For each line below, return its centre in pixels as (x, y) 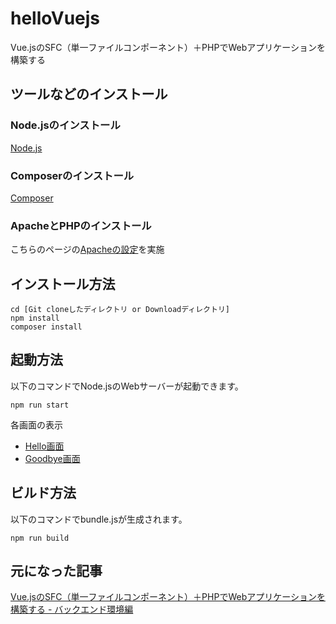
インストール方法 (63, 283)
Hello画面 (44, 446)
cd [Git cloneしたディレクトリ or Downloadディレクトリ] (120, 310)
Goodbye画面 (52, 458)
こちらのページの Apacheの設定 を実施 (87, 249)
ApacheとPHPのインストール (81, 225)
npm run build (40, 538)
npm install (35, 318)
